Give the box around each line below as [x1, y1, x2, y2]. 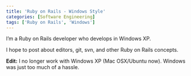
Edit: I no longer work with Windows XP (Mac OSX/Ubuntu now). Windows [6, 57, 186, 64]
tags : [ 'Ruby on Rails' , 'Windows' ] [6, 19, 95, 25]
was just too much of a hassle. [6, 64, 79, 71]
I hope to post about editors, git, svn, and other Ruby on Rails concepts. [6, 46, 179, 53]
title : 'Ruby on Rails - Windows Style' [6, 8, 106, 15]
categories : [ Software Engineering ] [6, 14, 95, 20]
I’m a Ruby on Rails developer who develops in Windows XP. [6, 35, 151, 42]
